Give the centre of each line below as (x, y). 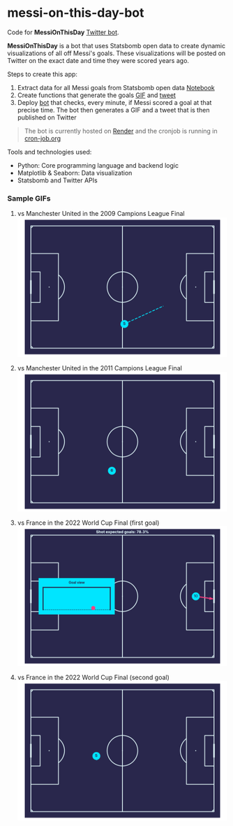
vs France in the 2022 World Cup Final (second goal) (93, 677)
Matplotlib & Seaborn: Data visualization (75, 173)
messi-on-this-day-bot (76, 13)
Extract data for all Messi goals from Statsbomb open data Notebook (116, 87)
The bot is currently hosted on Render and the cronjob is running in (121, 131)
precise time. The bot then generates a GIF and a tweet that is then (113, 110)
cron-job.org (43, 138)
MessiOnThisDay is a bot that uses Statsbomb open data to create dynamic (116, 45)
